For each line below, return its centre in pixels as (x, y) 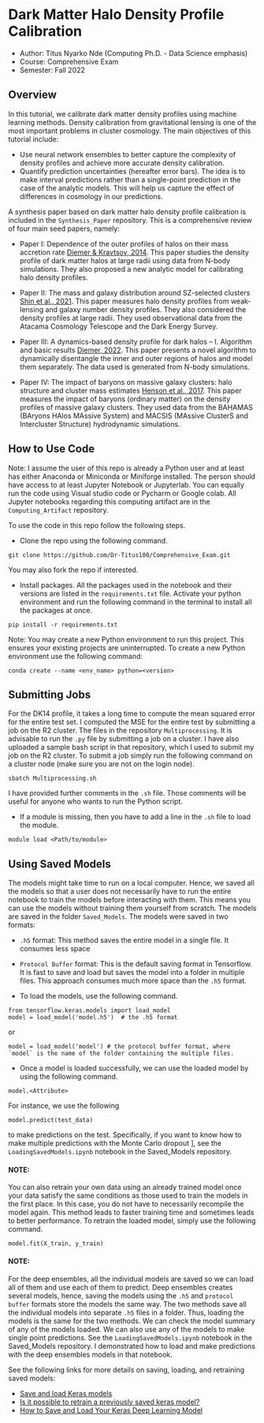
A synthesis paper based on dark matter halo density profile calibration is (127, 212)
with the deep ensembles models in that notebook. (91, 1354)
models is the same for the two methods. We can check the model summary (132, 1320)
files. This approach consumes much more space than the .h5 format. (133, 981)
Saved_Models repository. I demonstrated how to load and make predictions (132, 1346)
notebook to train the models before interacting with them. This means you (129, 900)
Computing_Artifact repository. (58, 510)
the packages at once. (56, 610)
